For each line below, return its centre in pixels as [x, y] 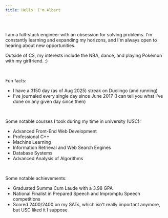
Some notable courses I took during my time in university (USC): [73, 121]
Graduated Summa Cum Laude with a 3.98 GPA [63, 188]
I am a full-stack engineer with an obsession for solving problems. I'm [79, 34]
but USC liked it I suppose [40, 210]
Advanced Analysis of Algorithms [48, 158]
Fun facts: [16, 80]
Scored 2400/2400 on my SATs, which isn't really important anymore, [86, 204]
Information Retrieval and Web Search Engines [62, 147]
